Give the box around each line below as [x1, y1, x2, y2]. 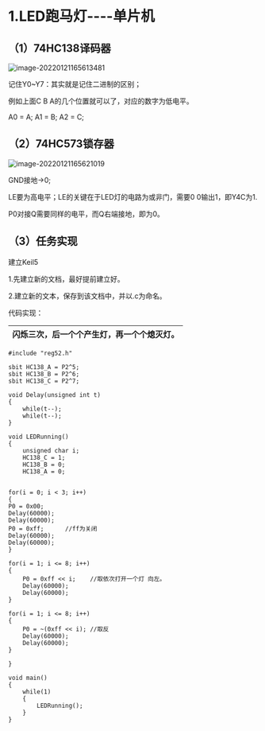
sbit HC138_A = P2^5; [8, 363, 80, 371]
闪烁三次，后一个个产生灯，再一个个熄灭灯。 [12, 329, 180, 340]
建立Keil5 [8, 257, 39, 266]
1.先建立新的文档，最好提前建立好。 [8, 274, 125, 283]
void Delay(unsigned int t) [8, 391, 102, 399]
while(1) [22, 687, 52, 696]
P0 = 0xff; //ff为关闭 [8, 524, 98, 533]
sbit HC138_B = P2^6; [8, 370, 80, 378]
